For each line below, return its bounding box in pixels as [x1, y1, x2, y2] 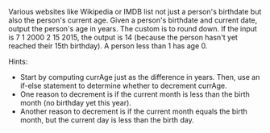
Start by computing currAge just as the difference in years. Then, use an [19, 73, 260, 81]
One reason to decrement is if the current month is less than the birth [19, 89, 250, 99]
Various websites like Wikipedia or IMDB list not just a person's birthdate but [8, 7, 262, 16]
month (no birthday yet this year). [19, 98, 131, 107]
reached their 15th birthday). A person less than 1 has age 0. [8, 41, 208, 51]
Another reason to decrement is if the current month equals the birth [19, 106, 247, 116]
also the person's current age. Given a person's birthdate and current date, [8, 15, 258, 25]
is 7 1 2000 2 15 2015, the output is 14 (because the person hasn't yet [8, 32, 238, 42]
